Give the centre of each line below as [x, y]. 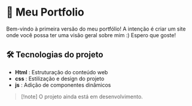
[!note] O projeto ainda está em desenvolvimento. [82, 96]
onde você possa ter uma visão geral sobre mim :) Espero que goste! [91, 35]
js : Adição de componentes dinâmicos [63, 85]
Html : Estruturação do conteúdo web [61, 72]
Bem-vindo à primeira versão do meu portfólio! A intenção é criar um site [96, 29]
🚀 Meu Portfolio [45, 12]
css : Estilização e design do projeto [60, 78]
